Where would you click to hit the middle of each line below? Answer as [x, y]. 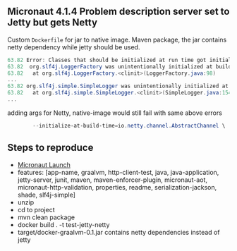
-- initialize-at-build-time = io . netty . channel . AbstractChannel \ [129, 125]
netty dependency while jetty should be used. [74, 47]
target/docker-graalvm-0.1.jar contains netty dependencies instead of [119, 232]
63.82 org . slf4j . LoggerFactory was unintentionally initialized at [110, 66]
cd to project [36, 209]
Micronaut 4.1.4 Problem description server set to [119, 12]
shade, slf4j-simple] [47, 195]
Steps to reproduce [50, 148]
